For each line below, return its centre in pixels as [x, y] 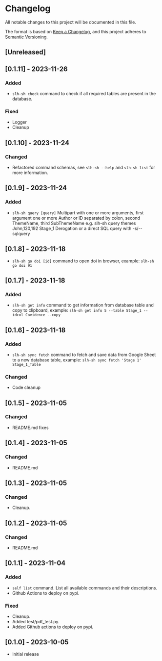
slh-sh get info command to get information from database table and [83, 305]
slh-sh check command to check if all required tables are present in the [84, 94]
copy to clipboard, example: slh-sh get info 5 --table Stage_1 [77, 310]
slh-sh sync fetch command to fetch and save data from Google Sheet [84, 355]
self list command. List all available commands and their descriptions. [85, 588]
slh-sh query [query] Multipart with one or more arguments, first [78, 213]
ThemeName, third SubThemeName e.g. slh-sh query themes [74, 223]
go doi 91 [22, 265]
